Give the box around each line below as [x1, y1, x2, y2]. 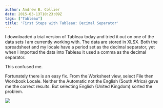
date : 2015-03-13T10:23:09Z [5, 12, 62, 16]
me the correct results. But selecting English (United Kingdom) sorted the [5, 83, 153, 90]
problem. [5, 89, 23, 94]
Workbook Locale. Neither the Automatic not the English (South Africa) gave [5, 78, 159, 84]
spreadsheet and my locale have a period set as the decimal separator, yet [5, 44, 155, 50]
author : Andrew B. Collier [5, 7, 60, 12]
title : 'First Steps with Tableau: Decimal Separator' [5, 20, 119, 26]
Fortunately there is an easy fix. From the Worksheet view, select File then [5, 73, 154, 79]
